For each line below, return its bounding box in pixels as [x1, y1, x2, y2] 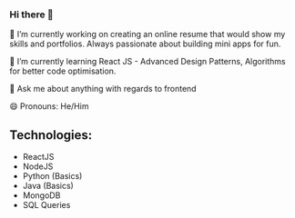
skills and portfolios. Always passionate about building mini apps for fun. [9, 38, 281, 49]
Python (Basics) [22, 171, 83, 182]
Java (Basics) [22, 181, 75, 192]
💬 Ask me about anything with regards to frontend [9, 84, 198, 94]
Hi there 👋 [9, 8, 55, 21]
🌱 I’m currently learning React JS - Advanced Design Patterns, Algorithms [9, 56, 286, 67]
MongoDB [22, 190, 61, 201]
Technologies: [9, 127, 93, 143]
